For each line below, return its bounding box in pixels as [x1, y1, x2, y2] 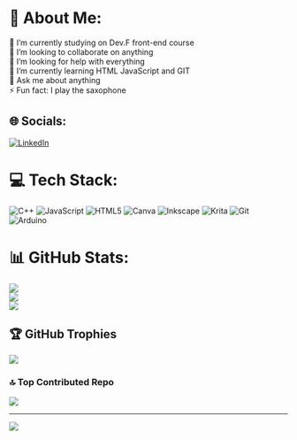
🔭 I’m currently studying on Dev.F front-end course [9, 37, 194, 48]
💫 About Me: [9, 8, 103, 28]
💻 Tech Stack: [9, 170, 118, 189]
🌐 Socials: [9, 114, 67, 129]
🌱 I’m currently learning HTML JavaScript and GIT [9, 66, 191, 76]
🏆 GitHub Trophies [9, 327, 118, 342]
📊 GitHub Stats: [9, 247, 130, 267]
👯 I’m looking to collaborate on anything [9, 46, 154, 57]
